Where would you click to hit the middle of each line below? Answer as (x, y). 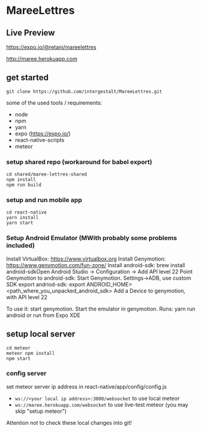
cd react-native (26, 212)
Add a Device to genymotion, (150, 291)
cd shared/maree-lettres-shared (46, 174)
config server (26, 374)
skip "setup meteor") (41, 411)
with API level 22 (27, 297)
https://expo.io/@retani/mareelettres (51, 47)
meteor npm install (31, 353)
